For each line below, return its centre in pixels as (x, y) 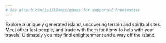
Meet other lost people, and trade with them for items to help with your (80, 30)
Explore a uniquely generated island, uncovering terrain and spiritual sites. (84, 24)
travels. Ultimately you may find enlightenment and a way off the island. (80, 35)
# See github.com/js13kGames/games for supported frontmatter (73, 10)
